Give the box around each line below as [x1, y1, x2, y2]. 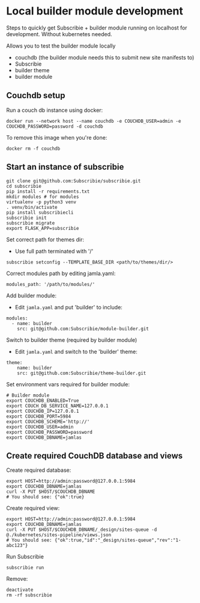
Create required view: [6, 504, 60, 512]
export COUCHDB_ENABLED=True [6, 397, 79, 404]
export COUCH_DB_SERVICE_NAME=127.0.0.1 [6, 403, 109, 409]
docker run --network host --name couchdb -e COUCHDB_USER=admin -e [6, 118, 181, 124]
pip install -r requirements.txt [6, 188, 90, 194]
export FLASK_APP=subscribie [6, 225, 79, 231]
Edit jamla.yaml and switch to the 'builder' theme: [14, 348, 138, 355]
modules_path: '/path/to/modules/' [6, 281, 95, 287]
